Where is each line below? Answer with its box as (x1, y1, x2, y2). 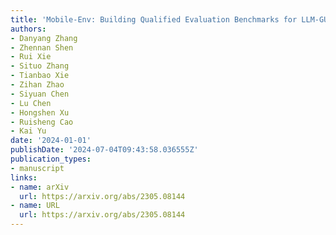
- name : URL (10, 201, 60, 211)
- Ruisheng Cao (10, 117, 74, 127)
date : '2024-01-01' (10, 136, 92, 146)
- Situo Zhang (10, 61, 70, 71)
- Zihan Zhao (10, 80, 65, 90)
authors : (10, 24, 47, 34)
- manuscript (10, 163, 65, 173)
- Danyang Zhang (10, 33, 78, 43)
